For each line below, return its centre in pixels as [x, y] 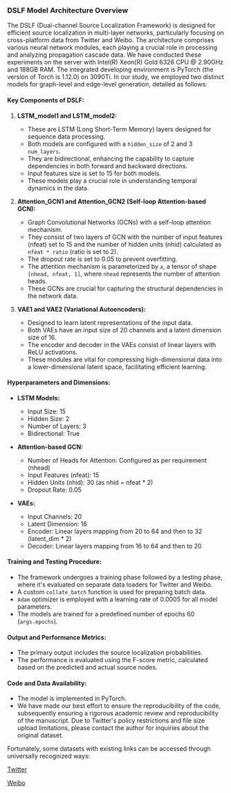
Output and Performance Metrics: [57, 637]
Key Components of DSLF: [46, 100]
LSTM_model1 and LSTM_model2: [67, 116]
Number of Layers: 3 [57, 426]
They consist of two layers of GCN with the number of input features [125, 237]
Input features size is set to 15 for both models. [94, 173]
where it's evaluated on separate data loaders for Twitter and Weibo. [115, 585]
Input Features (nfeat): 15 [63, 475]
